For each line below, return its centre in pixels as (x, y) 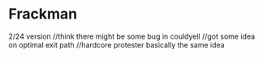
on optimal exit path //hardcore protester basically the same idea (116, 44)
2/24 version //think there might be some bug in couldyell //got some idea (132, 36)
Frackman (43, 14)
